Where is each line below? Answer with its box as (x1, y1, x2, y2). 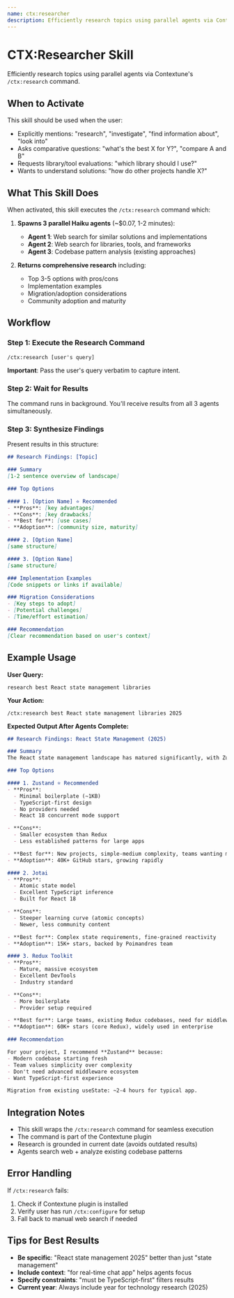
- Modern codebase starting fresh (7, 1055, 108, 1062)
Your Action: (7, 696, 45, 704)
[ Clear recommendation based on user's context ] (7, 632, 151, 639)
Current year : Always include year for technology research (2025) (17, 1283, 208, 1291)
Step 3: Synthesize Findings (7, 424, 104, 434)
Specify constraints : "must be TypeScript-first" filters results (17, 1276, 194, 1284)
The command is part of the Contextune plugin (17, 1132, 152, 1141)
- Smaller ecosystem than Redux (13, 831, 108, 838)
